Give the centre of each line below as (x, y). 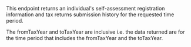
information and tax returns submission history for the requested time (90, 15)
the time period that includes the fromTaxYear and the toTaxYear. (85, 38)
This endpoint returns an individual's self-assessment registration (86, 8)
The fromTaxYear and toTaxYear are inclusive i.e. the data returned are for (95, 32)
